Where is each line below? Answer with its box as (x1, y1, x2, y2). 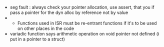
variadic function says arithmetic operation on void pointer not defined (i (9, 31, 159, 36)
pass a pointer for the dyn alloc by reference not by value (9, 9, 128, 15)
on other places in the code (17, 25, 74, 31)
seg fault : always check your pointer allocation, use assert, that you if (9, 4, 154, 10)
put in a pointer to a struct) (9, 36, 65, 42)
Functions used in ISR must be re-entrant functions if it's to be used (17, 20, 157, 26)
